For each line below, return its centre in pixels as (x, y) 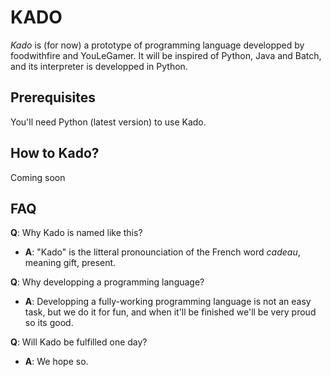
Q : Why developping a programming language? (107, 282)
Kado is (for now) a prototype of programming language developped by (157, 45)
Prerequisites (53, 97)
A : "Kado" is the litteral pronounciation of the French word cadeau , (162, 252)
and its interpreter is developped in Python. (99, 66)
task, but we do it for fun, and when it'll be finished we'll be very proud (170, 312)
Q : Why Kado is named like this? (76, 233)
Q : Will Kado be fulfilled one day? (79, 342)
